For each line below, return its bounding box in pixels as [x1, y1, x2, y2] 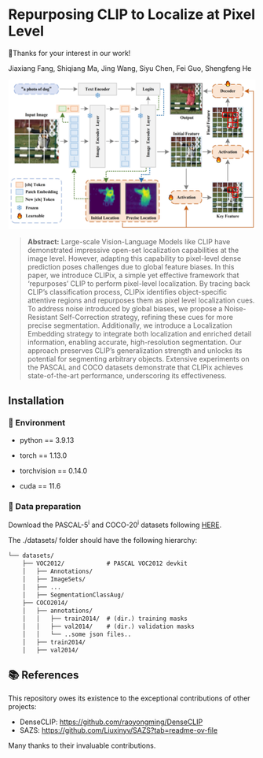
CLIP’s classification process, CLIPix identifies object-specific [27, 288, 228, 297]
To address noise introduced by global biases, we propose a [27, 304, 223, 314]
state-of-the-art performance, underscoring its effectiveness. [27, 371, 227, 381]
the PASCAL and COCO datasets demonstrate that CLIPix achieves [27, 362, 243, 372]
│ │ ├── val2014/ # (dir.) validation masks [22, 622, 195, 630]
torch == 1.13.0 [19, 451, 68, 460]
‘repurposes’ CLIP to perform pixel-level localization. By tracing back [27, 279, 250, 288]
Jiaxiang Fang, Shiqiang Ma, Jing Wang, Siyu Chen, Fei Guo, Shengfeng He [8, 63, 252, 72]
